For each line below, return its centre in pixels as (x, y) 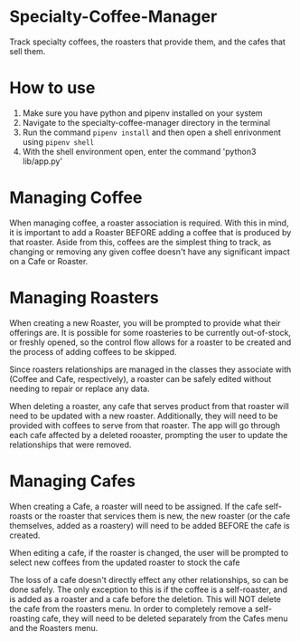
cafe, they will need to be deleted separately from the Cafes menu (165, 618)
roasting (25, 618)
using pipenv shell (58, 141)
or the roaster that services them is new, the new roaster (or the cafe (163, 516)
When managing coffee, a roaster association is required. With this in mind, (149, 223)
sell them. (28, 51)
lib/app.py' (42, 161)
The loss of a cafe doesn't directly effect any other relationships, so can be (149, 579)
